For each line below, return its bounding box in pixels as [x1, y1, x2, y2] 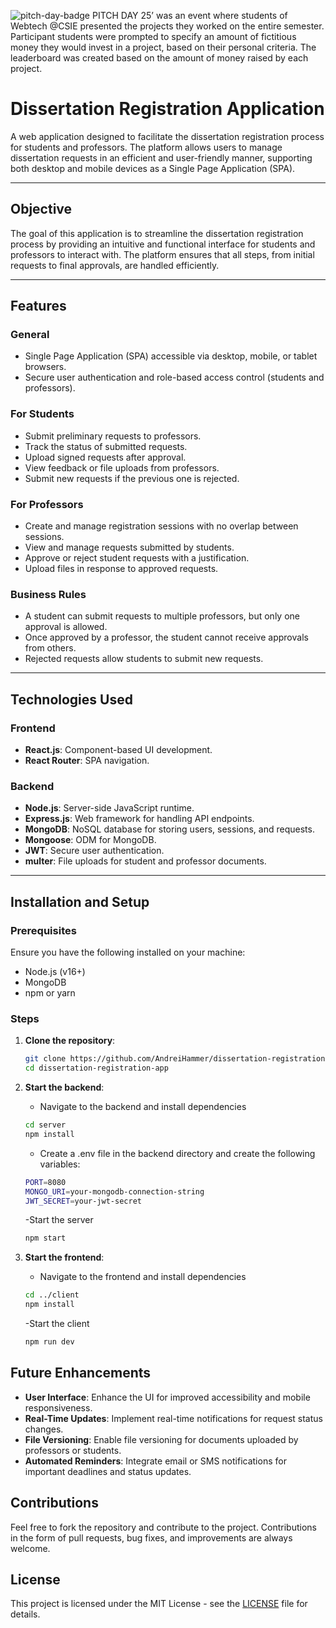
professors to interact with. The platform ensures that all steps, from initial [10, 248, 315, 260]
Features [10, 298, 67, 315]
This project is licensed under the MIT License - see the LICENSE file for [10, 1598, 308, 1610]
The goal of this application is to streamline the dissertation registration [10, 227, 304, 239]
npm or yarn [24, 987, 76, 999]
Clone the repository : [24, 1035, 116, 1047]
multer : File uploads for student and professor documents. [24, 855, 267, 867]
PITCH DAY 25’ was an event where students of [91, 10, 288, 21]
